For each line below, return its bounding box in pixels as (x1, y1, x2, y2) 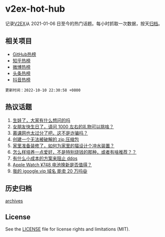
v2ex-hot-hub (5, 3, 66, 15)
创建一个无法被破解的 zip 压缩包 (12, 136, 79, 142)
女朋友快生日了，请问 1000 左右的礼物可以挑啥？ (12, 123, 114, 129)
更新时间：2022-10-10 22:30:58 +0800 (5, 87, 81, 93)
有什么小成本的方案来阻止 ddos (12, 155, 78, 161)
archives (5, 198, 23, 204)
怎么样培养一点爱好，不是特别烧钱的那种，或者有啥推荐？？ (12, 149, 137, 155)
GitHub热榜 (12, 51, 36, 57)
